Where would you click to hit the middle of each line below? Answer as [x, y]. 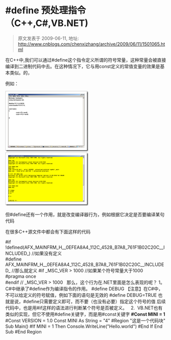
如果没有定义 [48, 253]
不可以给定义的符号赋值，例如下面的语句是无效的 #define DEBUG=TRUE [81, 295]
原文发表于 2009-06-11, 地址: [48, 38]
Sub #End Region [23, 331]
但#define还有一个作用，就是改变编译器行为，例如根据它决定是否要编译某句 [85, 214]
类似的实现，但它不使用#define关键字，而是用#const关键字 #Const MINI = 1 [85, 314]
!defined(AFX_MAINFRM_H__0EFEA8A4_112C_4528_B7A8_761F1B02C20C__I [85, 247]
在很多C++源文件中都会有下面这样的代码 [48, 231]
